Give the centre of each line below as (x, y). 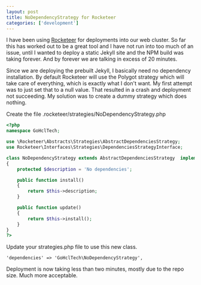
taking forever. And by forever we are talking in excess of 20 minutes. (92, 59)
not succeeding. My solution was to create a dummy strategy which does (97, 96)
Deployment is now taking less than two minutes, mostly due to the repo (95, 269)
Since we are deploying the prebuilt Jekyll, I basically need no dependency (99, 71)
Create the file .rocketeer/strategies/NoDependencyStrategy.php (86, 114)
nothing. (16, 103)
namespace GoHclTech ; (33, 131)
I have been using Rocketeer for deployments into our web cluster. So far (96, 40)
